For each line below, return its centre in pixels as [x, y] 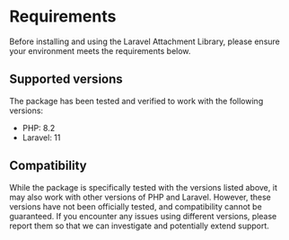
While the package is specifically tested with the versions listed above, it [144, 187]
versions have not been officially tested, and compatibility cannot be [136, 206]
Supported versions [66, 80]
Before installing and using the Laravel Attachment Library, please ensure [145, 41]
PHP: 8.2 [39, 128]
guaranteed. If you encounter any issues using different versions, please [143, 216]
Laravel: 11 [41, 138]
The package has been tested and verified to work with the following [136, 101]
